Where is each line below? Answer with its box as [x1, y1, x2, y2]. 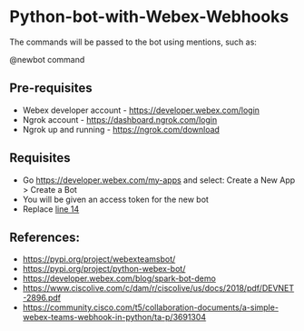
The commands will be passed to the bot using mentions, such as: [9, 36, 257, 47]
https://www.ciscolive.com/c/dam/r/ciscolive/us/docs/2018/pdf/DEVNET [22, 283, 295, 294]
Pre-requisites [9, 80, 93, 96]
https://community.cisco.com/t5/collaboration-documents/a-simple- [22, 302, 279, 313]
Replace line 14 [22, 203, 80, 215]
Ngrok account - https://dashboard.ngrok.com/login [22, 114, 218, 125]
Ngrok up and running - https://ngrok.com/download [22, 124, 221, 135]
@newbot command [9, 54, 85, 65]
